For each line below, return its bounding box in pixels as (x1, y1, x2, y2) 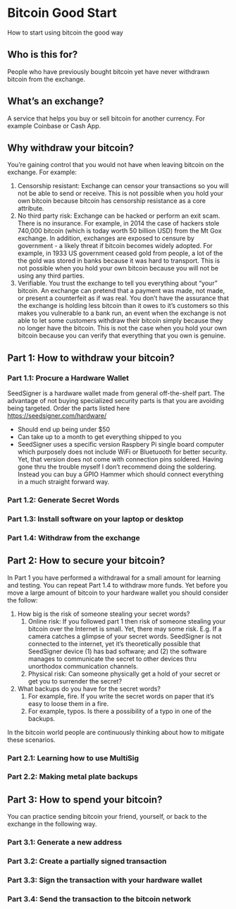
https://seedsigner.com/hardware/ (7, 412, 107, 420)
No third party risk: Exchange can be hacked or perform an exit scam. (17, 211, 221, 220)
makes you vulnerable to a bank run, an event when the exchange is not (17, 309, 227, 318)
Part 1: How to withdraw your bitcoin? (7, 352, 175, 364)
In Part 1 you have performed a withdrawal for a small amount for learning (7, 573, 221, 582)
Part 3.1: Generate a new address (7, 837, 122, 847)
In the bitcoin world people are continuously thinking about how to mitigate (7, 728, 225, 736)
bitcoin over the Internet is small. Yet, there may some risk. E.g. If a (27, 624, 222, 633)
